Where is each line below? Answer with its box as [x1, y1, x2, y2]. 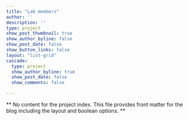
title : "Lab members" [6, 8, 60, 15]
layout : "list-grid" [6, 52, 57, 58]
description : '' [6, 19, 46, 25]
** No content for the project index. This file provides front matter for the [6, 101, 183, 108]
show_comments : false [11, 80, 65, 86]
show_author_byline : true [11, 69, 76, 75]
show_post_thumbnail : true [6, 31, 73, 36]
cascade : [6, 58, 28, 64]
